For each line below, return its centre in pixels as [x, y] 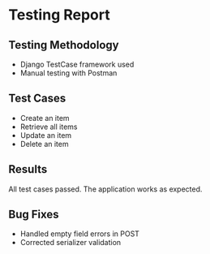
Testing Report [60, 15]
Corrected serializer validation [71, 243]
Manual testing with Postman [69, 73]
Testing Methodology [64, 45]
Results [28, 169]
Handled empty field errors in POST [80, 234]
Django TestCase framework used [77, 64]
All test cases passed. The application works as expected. [105, 189]
